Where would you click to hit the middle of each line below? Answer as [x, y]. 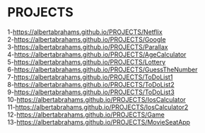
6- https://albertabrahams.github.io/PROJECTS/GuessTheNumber [102, 69]
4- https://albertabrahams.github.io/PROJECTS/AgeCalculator [97, 54]
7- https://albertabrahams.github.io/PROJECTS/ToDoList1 [90, 77]
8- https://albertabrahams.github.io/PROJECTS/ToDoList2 [91, 84]
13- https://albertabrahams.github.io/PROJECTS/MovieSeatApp [99, 122]
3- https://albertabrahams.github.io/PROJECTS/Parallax [88, 47]
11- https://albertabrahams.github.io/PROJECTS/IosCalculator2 [98, 107]
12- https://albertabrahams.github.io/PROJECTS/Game [86, 115]
